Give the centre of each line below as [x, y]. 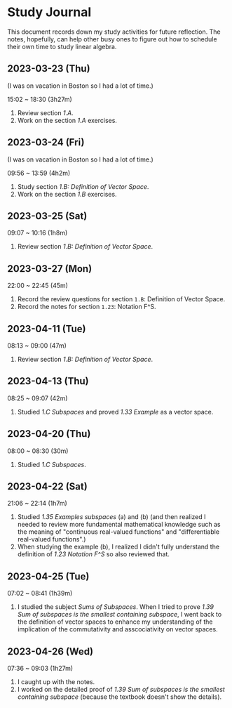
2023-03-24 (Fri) [46, 142]
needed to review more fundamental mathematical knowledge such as [119, 525]
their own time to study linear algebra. [62, 46]
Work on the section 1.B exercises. [67, 194]
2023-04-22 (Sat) [47, 486]
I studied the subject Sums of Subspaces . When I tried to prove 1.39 [115, 607]
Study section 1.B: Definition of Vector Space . [83, 186]
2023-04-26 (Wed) [50, 651]
